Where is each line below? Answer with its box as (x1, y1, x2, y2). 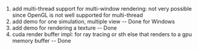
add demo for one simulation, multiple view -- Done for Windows (12, 18, 175, 25)
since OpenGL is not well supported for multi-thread (12, 11, 143, 19)
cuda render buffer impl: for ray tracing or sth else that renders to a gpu (12, 31, 192, 38)
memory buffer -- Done (12, 37, 71, 44)
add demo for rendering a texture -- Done (12, 24, 117, 31)
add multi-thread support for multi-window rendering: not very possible (12, 5, 192, 12)
